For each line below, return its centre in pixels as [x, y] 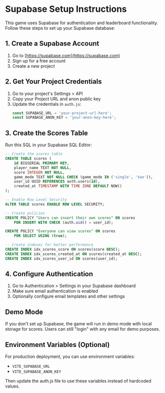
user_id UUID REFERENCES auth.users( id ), [57, 181]
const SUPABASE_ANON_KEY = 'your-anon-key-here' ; [64, 118]
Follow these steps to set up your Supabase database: [60, 28]
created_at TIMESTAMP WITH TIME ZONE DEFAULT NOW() [68, 186]
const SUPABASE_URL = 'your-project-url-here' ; [62, 113]
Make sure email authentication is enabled [55, 291]
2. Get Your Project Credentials [53, 82]
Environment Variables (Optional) [57, 345]
